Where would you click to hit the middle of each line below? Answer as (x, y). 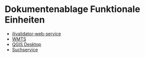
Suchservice (25, 49)
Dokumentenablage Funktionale (72, 9)
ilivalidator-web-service (36, 33)
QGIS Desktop (26, 44)
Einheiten (25, 20)
